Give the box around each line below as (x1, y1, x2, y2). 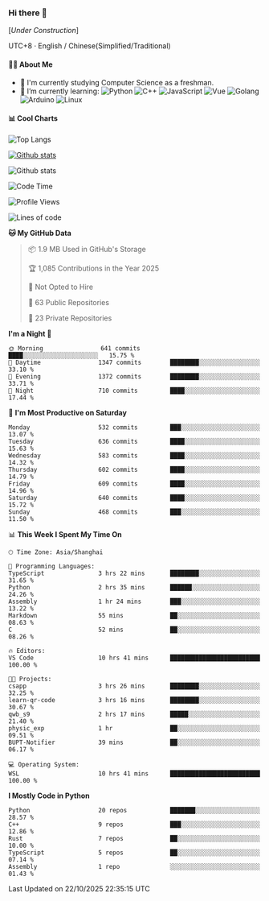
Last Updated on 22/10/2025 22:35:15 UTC (8, 883, 150, 893)
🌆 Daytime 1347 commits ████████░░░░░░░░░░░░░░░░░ (8, 358, 261, 366)
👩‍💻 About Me (8, 60, 54, 69)
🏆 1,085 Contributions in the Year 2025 (27, 263, 159, 273)
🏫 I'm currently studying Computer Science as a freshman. (19, 77, 214, 87)
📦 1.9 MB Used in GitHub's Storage (27, 244, 146, 254)
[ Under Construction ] (8, 26, 79, 35)
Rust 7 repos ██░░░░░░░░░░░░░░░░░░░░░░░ (8, 834, 261, 842)
